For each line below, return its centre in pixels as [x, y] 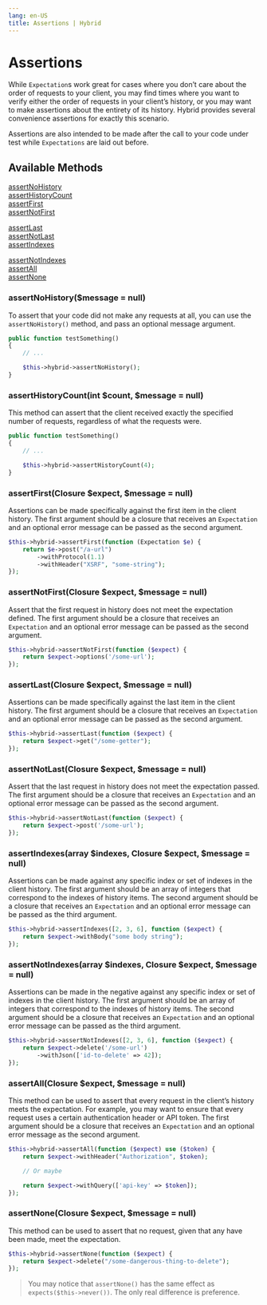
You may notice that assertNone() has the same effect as [121, 1284]
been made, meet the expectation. [65, 1239]
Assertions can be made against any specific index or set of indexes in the [130, 881]
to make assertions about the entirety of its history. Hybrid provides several [132, 110]
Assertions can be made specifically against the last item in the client [122, 702]
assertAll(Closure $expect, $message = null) [97, 1083]
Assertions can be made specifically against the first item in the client [122, 510]
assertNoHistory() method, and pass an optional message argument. [122, 323]
